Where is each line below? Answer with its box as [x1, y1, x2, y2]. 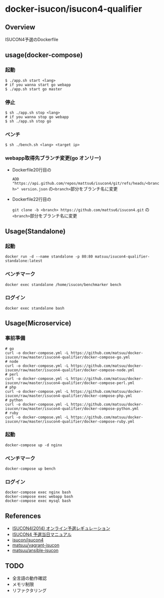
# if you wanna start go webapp [5, 82, 71, 87]
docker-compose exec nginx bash [5, 490, 71, 495]
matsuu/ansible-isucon [12, 548, 59, 553]
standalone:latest [5, 259, 43, 263]
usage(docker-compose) [5, 51, 83, 59]
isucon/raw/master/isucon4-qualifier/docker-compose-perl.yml [5, 381, 135, 385]
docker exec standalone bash [5, 306, 65, 311]
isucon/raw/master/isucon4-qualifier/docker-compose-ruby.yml [5, 419, 135, 424]
